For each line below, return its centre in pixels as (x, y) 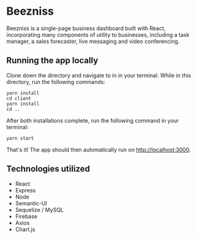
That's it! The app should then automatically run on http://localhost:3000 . (98, 150)
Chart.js (25, 229)
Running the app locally (52, 60)
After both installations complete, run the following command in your (93, 120)
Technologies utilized (48, 169)
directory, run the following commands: (56, 82)
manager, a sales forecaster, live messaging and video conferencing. (93, 41)
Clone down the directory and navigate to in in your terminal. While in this (99, 75)
